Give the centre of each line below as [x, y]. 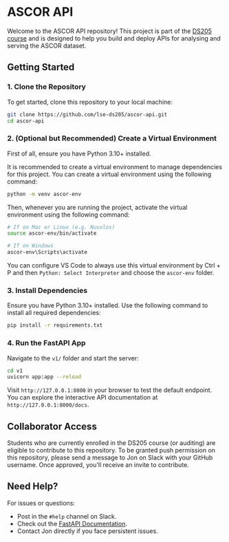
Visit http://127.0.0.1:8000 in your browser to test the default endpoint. [110, 390]
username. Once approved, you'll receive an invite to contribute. [98, 465]
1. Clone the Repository [46, 87]
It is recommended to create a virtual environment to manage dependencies [115, 166]
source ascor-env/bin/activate [52, 234]
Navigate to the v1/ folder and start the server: [73, 358]
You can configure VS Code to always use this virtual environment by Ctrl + [114, 265]
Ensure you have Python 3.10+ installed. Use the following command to [108, 305]
